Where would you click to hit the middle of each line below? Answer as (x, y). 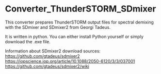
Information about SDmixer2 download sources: (53, 51)
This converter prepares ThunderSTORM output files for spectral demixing (80, 22)
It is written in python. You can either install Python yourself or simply (74, 37)
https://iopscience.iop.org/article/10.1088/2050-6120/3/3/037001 (70, 61)
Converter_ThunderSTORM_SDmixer (80, 9)
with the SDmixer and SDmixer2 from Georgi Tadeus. (58, 27)
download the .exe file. (28, 41)
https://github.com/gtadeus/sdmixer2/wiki (47, 66)
